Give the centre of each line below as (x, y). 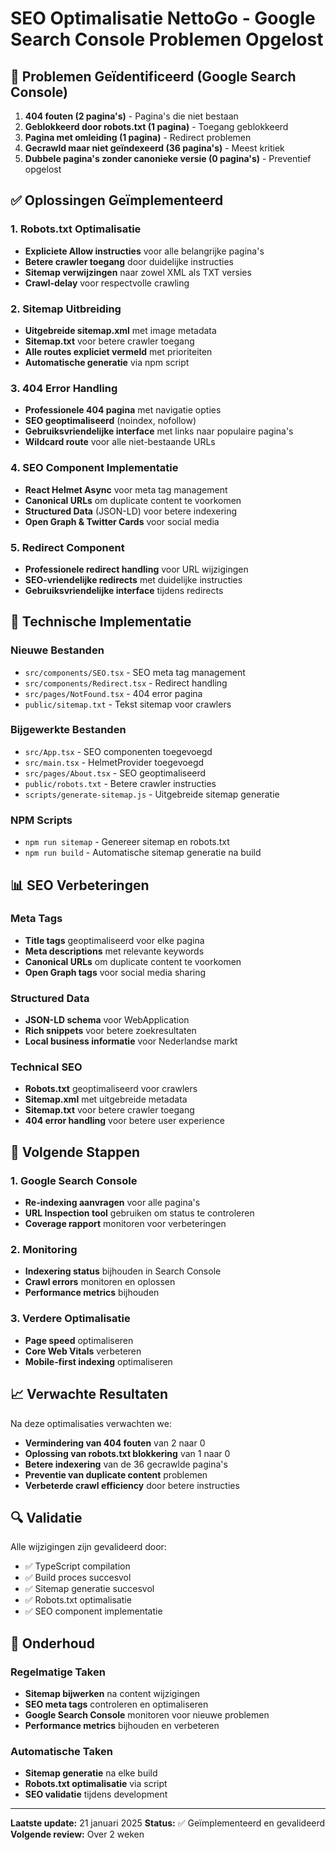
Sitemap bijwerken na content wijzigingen (112, 1694)
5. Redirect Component (67, 547)
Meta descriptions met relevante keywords (114, 951)
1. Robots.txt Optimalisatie (76, 229)
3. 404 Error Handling (64, 388)
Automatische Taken (61, 1751)
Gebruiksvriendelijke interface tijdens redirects (124, 590)
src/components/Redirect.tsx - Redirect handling (126, 683)
